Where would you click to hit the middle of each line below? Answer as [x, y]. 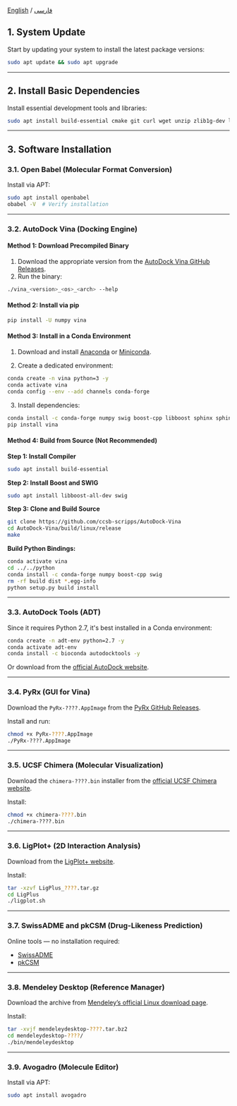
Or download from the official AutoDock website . [78, 667]
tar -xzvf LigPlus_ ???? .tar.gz [53, 888]
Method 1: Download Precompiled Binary [68, 245]
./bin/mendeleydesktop [41, 1042]
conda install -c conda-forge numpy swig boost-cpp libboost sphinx [110, 418]
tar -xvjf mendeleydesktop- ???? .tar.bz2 [68, 1029]
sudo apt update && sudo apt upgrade [63, 62]
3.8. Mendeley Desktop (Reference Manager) [86, 987]
